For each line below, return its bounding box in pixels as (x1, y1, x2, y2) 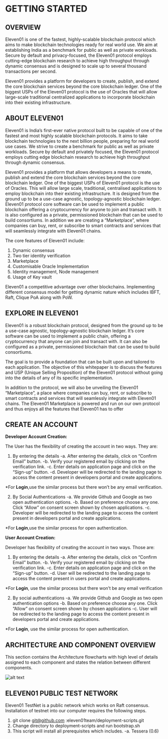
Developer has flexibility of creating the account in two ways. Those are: (5, 545, 155, 551)
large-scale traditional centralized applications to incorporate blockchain (5, 94, 155, 100)
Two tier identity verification (12, 252, 71, 259)
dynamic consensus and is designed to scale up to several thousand (5, 63, 147, 69)
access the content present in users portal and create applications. (12, 576, 151, 582)
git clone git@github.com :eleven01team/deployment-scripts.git (12, 717, 144, 723)
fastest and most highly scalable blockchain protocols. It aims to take (5, 133, 148, 139)
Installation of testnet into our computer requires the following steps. (5, 708, 147, 714)
